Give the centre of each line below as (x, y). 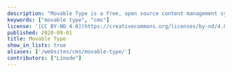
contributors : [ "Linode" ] (44, 58)
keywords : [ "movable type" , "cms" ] (58, 20)
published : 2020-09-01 (40, 33)
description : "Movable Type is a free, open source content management (112, 13)
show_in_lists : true (37, 45)
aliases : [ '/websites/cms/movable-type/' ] (69, 52)
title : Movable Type (37, 39)
